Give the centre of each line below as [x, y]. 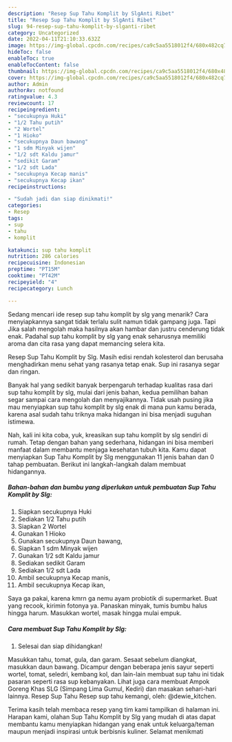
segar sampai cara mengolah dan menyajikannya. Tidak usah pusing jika [110, 399]
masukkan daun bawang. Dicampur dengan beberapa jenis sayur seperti [111, 667]
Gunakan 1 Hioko [42, 534]
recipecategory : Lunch [40, 288]
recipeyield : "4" [33, 282]
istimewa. [21, 421]
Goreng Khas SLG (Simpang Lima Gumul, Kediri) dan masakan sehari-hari [112, 689]
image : [17, 46]
